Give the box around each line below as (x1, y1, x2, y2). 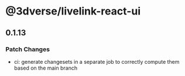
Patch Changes (5, 45, 50, 53)
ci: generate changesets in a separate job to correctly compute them (13, 58, 180, 65)
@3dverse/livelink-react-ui (5, 5, 141, 18)
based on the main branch (13, 64, 77, 71)
